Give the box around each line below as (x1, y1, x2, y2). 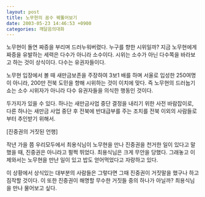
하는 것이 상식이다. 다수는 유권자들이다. (12, 59, 106, 66)
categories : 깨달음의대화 (6, 26, 65, 32)
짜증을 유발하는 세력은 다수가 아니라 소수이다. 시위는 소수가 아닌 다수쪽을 (6, 51, 179, 59)
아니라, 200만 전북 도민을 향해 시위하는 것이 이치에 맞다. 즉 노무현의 (12, 79, 174, 87)
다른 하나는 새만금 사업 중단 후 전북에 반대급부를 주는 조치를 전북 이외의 (6, 107, 176, 115)
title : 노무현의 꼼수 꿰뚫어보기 (6, 15, 78, 21)
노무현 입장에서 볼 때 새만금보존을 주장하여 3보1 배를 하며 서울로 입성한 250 (6, 71, 187, 79)
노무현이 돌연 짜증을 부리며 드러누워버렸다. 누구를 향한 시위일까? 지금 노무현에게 (6, 43, 197, 51)
